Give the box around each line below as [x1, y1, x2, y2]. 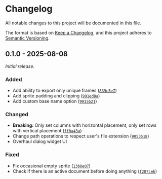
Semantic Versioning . [5, 35, 50, 41]
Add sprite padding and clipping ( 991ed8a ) [12, 93, 100, 99]
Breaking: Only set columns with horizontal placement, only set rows [12, 122, 157, 128]
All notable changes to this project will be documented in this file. [5, 20, 142, 26]
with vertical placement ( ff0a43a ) [12, 128, 82, 134]
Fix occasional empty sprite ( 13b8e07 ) [12, 163, 91, 169]
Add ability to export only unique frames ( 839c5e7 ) [12, 87, 117, 94]
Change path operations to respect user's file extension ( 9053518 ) [12, 133, 149, 139]
